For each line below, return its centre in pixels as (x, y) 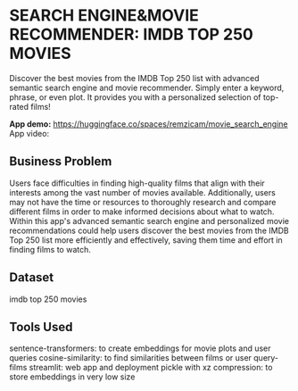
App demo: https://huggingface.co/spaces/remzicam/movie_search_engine (149, 124)
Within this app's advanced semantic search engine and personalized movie (149, 220)
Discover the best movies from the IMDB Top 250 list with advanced (135, 78)
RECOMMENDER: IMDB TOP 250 (132, 34)
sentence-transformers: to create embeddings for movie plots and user (140, 348)
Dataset (32, 278)
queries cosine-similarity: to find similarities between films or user (131, 358)
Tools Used (41, 327)
